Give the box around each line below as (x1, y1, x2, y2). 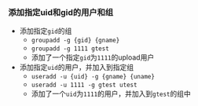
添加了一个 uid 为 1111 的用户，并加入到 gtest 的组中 (31, 89, 191, 99)
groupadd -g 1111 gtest (31, 45, 110, 53)
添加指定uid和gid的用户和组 (8, 6, 114, 17)
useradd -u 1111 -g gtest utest (31, 81, 137, 90)
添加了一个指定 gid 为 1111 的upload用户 (31, 53, 155, 62)
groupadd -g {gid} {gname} (31, 37, 120, 45)
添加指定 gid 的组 (19, 26, 72, 36)
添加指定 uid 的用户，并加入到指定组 (19, 63, 134, 72)
